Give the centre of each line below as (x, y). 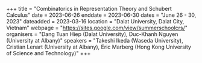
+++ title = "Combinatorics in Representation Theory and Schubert (89, 9)
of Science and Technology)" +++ (49, 53)
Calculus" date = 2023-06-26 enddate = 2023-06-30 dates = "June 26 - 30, (101, 15)
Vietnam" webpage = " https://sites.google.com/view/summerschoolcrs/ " (97, 28)
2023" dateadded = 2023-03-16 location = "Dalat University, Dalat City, (95, 21)
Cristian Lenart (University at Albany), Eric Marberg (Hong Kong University (99, 47)
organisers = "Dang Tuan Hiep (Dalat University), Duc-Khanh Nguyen (92, 34)
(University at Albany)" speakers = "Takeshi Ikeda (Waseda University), (95, 40)
